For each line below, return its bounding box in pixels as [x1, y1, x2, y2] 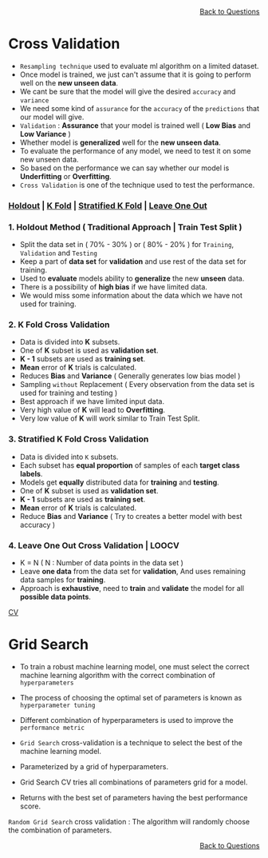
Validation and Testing [19, 248, 98, 258]
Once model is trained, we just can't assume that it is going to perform [19, 70, 251, 79]
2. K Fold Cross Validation [8, 319, 110, 330]
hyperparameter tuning [19, 701, 96, 709]
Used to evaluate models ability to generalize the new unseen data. [19, 273, 245, 283]
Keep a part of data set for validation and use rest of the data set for [19, 257, 247, 266]
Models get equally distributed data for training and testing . [19, 477, 219, 487]
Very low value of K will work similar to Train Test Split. [19, 413, 200, 423]
